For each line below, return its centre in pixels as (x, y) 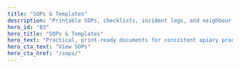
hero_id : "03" (29, 27)
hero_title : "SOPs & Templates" (55, 34)
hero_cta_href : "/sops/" (44, 54)
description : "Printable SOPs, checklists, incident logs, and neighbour (120, 21)
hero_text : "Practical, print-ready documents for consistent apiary (113, 40)
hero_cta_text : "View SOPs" (49, 47)
